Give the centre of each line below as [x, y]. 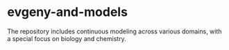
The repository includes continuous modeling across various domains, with [114, 31]
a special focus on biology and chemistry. [67, 38]
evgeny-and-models [68, 12]
